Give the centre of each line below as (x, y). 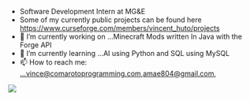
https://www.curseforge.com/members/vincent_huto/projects (119, 28)
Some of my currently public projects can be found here (111, 20)
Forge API (35, 45)
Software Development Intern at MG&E (82, 11)
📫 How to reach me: (53, 62)
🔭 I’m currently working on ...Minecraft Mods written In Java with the (131, 36)
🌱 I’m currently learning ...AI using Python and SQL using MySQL (125, 53)
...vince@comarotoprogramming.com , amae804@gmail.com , (118, 73)
